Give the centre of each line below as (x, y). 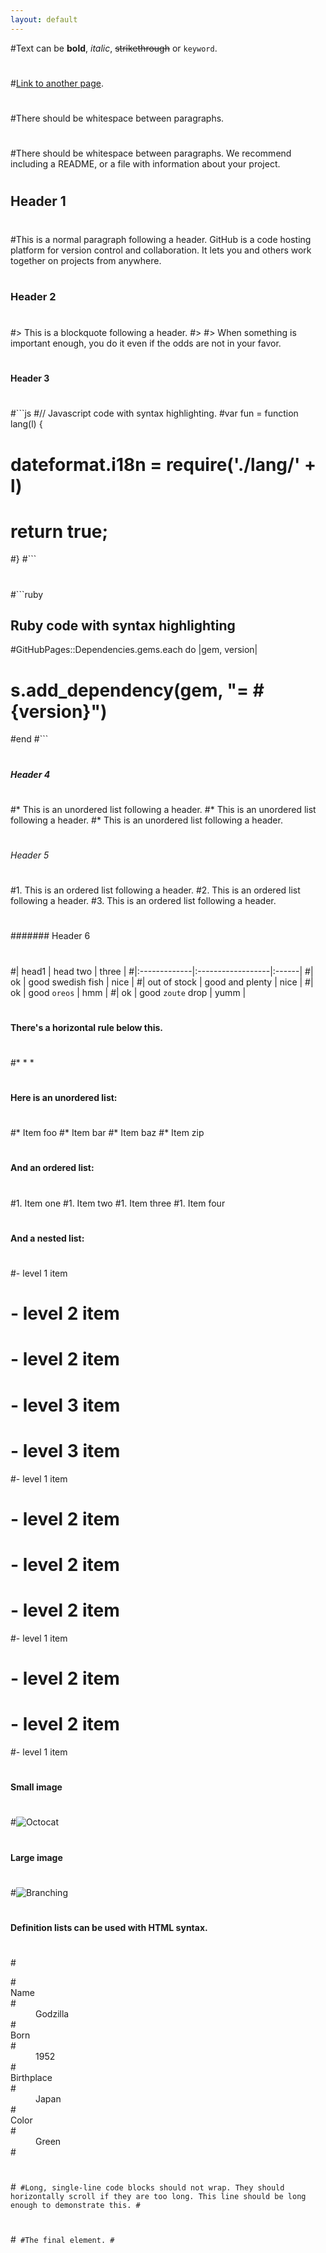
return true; (59, 531)
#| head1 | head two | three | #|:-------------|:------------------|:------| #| (162, 971)
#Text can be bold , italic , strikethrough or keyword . (114, 48)
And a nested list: (47, 1238)
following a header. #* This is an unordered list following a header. (146, 820)
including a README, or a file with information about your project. (145, 164)
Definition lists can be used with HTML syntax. (109, 1927)
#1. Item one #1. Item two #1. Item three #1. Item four (118, 1203)
